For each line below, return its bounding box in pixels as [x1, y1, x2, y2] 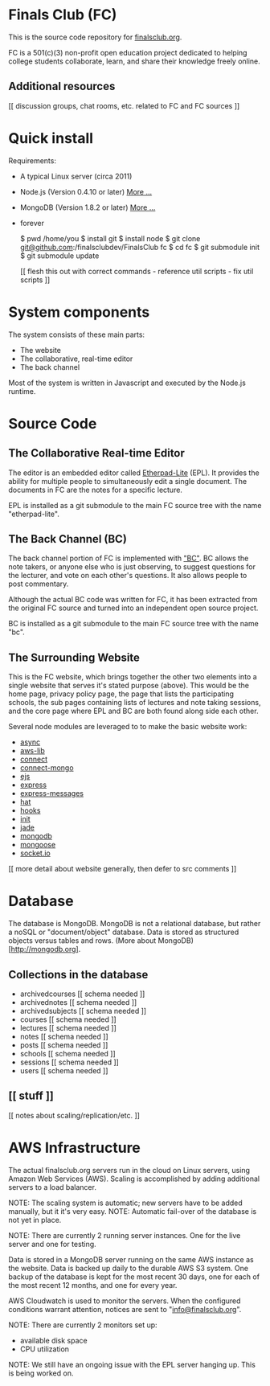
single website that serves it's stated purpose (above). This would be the [8, 681, 249, 691]
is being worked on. [8, 1368, 74, 1378]
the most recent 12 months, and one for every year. [8, 1280, 178, 1290]
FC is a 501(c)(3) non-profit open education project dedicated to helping [8, 47, 247, 57]
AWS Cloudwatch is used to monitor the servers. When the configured [8, 1296, 241, 1306]
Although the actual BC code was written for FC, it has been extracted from [8, 595, 258, 605]
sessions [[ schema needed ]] [19, 1057, 119, 1067]
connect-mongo [19, 763, 74, 773]
